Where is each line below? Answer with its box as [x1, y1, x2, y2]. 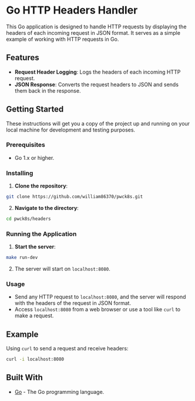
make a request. [14, 312, 54, 319]
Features [6, 52, 39, 63]
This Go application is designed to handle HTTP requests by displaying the [6, 23, 187, 30]
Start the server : [14, 243, 56, 251]
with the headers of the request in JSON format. [14, 300, 131, 307]
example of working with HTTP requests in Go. [6, 35, 119, 42]
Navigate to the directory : [14, 205, 79, 212]
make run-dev [6, 255, 38, 261]
